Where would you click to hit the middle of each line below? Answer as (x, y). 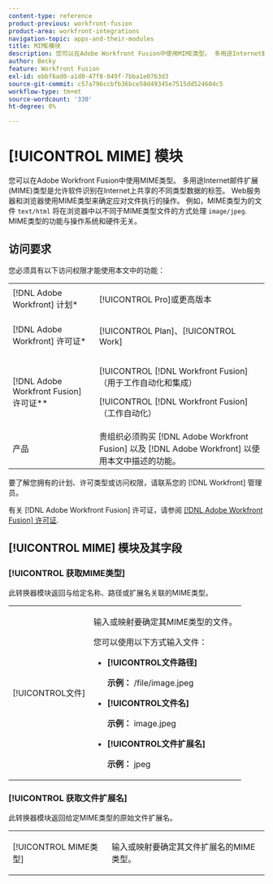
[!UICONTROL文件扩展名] (156, 743)
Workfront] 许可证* (50, 340)
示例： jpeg (129, 764)
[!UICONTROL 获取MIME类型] (67, 574)
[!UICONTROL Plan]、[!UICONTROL (167, 331)
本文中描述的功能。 (144, 461)
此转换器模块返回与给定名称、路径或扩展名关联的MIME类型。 (110, 592)
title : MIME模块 (35, 46)
